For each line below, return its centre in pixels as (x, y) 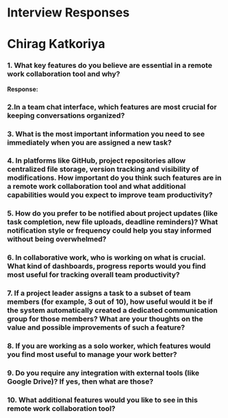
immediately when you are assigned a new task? (90, 142)
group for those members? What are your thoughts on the (105, 319)
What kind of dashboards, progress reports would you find (107, 266)
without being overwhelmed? (57, 240)
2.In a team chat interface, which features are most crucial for (112, 106)
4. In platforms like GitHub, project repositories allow (97, 161)
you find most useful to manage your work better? (92, 355)
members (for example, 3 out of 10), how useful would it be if (110, 302)
